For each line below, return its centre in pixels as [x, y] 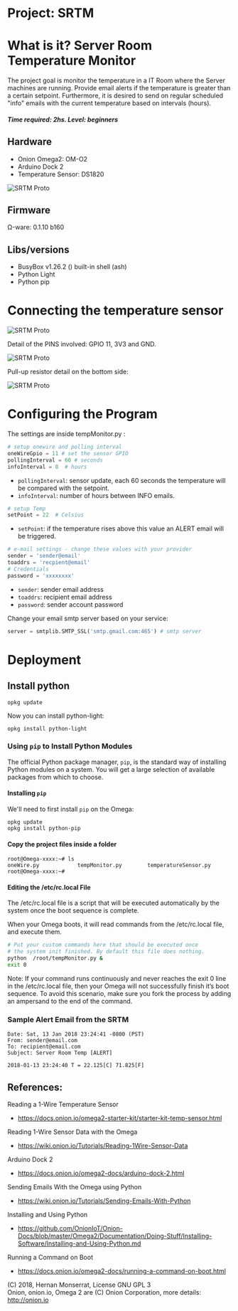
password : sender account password [70, 604]
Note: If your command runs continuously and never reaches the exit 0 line [117, 978]
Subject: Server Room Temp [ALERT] [60, 1053]
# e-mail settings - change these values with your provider [100, 549]
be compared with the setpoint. [64, 488]
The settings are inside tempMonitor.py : [66, 434]
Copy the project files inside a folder [62, 844]
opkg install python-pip [44, 829]
